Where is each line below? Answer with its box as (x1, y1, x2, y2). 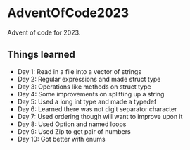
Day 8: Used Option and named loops (17, 120, 127, 128)
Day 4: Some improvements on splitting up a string (17, 89, 165, 98)
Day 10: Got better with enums (17, 135, 106, 143)
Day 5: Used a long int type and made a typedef (17, 97, 157, 106)
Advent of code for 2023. (7, 28, 81, 37)
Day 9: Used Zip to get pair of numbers (17, 127, 132, 135)
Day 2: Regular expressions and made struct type (17, 75, 161, 83)
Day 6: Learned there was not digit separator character (17, 104, 177, 113)
